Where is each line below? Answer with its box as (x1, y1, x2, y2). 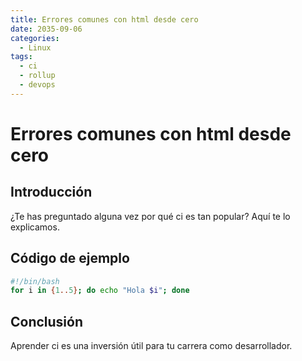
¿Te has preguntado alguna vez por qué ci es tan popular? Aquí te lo (10, 210, 291, 222)
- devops (19, 80, 56, 90)
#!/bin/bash (10, 276, 60, 286)
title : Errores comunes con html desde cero (10, 14, 199, 25)
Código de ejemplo (10, 250, 130, 267)
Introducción (10, 184, 93, 201)
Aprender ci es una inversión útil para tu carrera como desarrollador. (10, 340, 293, 352)
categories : (10, 33, 60, 43)
